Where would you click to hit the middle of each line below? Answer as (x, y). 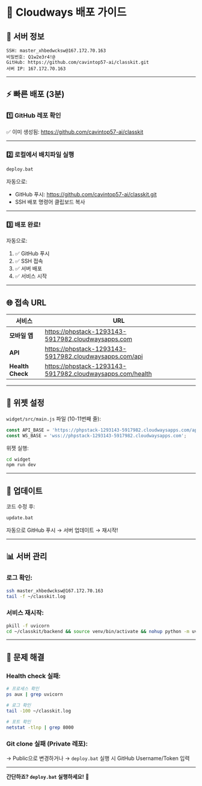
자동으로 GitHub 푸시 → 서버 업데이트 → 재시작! (62, 530)
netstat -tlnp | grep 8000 (40, 727)
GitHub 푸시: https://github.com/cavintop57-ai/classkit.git (86, 194)
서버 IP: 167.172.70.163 (36, 69)
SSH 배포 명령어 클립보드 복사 (50, 202)
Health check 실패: (34, 676)
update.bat (20, 518)
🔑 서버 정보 (26, 36)
